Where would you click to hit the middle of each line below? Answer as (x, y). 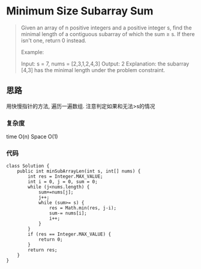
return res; (43, 250)
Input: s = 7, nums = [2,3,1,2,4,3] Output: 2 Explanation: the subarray (105, 64)
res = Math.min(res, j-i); (83, 208)
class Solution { (28, 166)
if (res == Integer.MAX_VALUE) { (70, 234)
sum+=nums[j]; (56, 192)
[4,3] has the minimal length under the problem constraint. (93, 70)
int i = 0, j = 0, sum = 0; (63, 182)
